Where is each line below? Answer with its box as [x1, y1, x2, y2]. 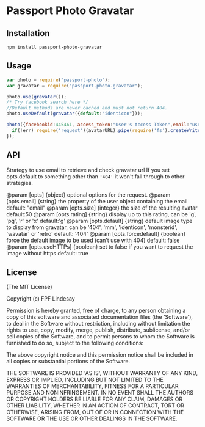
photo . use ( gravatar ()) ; [6, 93, 67, 100]
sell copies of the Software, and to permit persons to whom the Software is [6, 333, 195, 340]
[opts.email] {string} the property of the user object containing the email [6, 197, 188, 205]
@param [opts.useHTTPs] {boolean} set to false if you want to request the [6, 243, 193, 250]
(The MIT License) [6, 283, 53, 291]
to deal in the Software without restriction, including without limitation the [6, 320, 190, 327]
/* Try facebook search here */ [6, 99, 88, 106]
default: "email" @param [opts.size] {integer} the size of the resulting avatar [6, 204, 198, 211]
